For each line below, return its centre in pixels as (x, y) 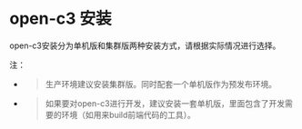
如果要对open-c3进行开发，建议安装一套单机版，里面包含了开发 (165, 103)
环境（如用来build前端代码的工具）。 (128, 114)
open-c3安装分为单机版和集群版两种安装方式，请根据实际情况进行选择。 (145, 45)
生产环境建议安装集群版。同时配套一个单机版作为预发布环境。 (161, 84)
